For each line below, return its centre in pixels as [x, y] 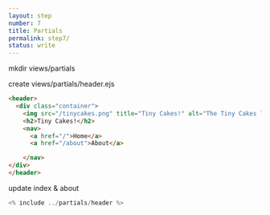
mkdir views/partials [42, 68]
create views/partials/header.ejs [61, 84]
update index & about [44, 188]
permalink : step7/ [39, 38]
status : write [32, 46]
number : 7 [25, 23]
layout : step [30, 16]
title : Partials [35, 30]
